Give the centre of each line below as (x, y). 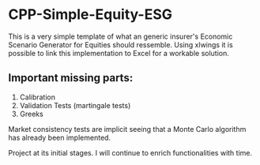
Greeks (31, 114)
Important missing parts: (71, 78)
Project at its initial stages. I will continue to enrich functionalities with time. (130, 152)
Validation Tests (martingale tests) (75, 105)
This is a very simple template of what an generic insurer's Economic (121, 36)
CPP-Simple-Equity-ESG (90, 15)
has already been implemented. (60, 137)
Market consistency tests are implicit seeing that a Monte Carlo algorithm (127, 129)
